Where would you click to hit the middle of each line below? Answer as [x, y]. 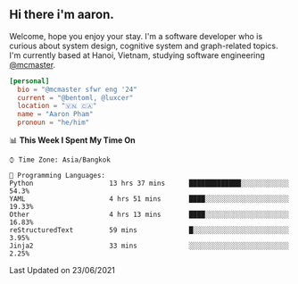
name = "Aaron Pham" [55, 114]
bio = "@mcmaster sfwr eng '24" [78, 89]
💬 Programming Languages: [57, 176]
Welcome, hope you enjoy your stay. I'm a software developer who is [136, 36]
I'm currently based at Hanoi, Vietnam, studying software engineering [137, 55]
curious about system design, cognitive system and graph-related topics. [144, 46]
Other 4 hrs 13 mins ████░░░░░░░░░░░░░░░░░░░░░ [149, 215]
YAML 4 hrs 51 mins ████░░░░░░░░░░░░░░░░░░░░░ [149, 199]
